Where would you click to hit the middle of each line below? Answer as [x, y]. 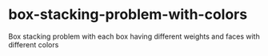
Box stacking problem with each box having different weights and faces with [134, 36]
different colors [34, 44]
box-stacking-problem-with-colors [128, 15]
